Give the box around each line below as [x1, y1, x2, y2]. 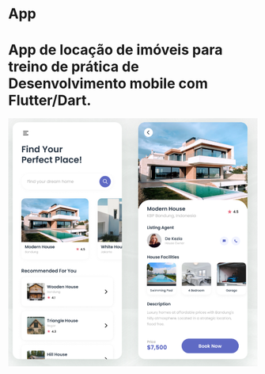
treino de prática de [8, 58, 140, 76]
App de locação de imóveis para [8, 41, 223, 59]
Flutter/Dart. [8, 92, 92, 109]
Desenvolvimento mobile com [8, 74, 208, 93]
